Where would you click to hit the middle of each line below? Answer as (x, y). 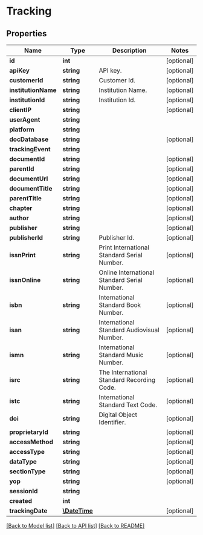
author (19, 218)
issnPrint (23, 255)
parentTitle (26, 198)
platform (22, 130)
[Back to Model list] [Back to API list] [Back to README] (76, 526)
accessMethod (31, 442)
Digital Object (118, 415)
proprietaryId (29, 432)
